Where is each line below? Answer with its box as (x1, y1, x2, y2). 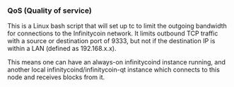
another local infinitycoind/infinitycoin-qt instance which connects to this (7, 66, 221, 74)
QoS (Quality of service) (7, 6, 92, 16)
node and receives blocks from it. (7, 73, 105, 81)
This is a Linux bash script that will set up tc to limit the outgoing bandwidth (7, 22, 228, 30)
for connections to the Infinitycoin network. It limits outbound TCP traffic (7, 29, 218, 37)
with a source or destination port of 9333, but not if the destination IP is (7, 37, 216, 45)
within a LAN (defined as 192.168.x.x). (7, 45, 117, 53)
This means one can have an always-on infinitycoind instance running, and (7, 58, 226, 66)
